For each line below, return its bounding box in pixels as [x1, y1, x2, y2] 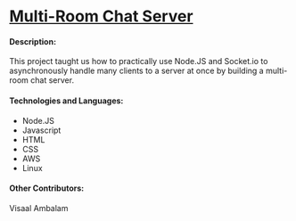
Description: [9, 36, 56, 46]
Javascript [21, 125, 62, 135]
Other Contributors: [9, 183, 85, 193]
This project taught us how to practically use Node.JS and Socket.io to [9, 56, 268, 67]
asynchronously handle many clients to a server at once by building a [9, 65, 265, 77]
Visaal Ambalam [9, 202, 69, 213]
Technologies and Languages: [9, 95, 124, 106]
